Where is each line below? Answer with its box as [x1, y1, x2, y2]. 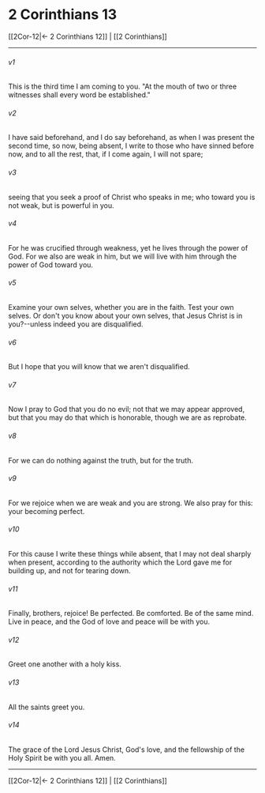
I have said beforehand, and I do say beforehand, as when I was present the [8, 133, 255, 142]
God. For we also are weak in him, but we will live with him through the [8, 251, 237, 261]
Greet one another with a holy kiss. [8, 659, 122, 669]
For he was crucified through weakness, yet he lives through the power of [8, 243, 248, 252]
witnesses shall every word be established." [8, 90, 151, 100]
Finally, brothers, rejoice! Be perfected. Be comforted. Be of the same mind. [8, 609, 254, 618]
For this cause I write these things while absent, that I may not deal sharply [8, 549, 252, 558]
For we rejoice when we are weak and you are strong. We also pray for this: [8, 498, 254, 508]
